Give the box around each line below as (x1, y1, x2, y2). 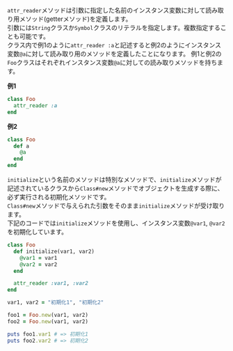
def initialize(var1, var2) (13, 248, 95, 255)
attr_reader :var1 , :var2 (13, 280, 89, 287)
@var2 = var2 (19, 260, 58, 268)
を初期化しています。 (7, 228, 68, 235)
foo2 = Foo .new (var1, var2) (7, 318, 89, 325)
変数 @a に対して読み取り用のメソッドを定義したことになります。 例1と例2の (7, 49, 222, 58)
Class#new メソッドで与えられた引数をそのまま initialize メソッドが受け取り (7, 201, 225, 210)
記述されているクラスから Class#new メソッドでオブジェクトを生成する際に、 (7, 184, 224, 192)
